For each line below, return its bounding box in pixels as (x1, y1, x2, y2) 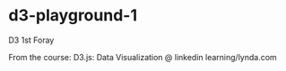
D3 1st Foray (8, 35, 55, 45)
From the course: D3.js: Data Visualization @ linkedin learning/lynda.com (8, 51, 277, 62)
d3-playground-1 (8, 5, 138, 26)
